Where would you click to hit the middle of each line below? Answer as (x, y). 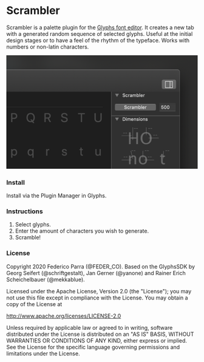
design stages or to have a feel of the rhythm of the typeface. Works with (98, 40)
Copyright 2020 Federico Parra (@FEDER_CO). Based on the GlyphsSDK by (101, 266)
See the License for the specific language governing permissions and (93, 347)
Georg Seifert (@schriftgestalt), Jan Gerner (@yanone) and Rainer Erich (96, 273)
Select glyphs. (33, 225)
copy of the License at (34, 304)
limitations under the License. (43, 353)
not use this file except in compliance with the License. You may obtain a (97, 298)
